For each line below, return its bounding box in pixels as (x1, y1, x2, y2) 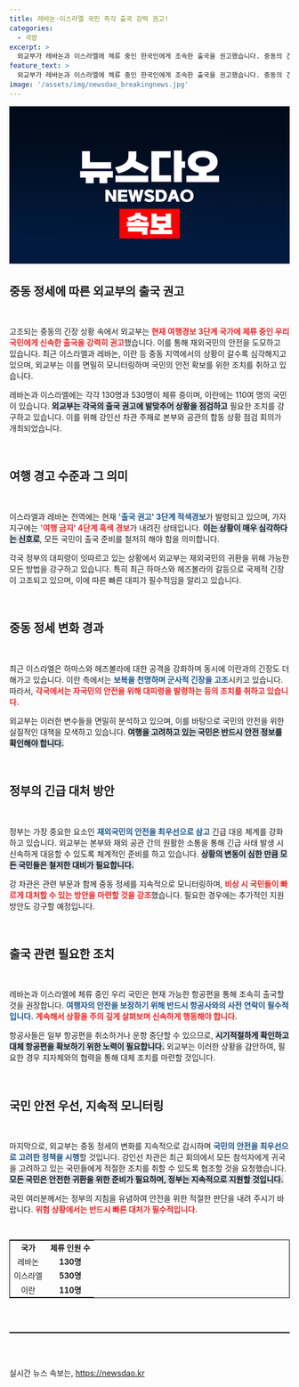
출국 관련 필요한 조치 (9, 946, 115, 961)
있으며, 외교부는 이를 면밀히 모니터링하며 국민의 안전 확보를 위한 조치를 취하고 (9, 360, 278, 370)
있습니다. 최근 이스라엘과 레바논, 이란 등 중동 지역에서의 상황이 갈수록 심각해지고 (9, 348, 287, 360)
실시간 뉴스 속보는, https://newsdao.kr (9, 1367, 145, 1379)
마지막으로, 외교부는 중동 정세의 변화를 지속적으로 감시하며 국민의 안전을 (9, 1140, 259, 1152)
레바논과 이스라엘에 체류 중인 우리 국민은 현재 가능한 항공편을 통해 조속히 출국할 (9, 989, 285, 1000)
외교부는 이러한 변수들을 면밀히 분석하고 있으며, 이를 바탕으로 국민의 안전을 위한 (9, 715, 285, 726)
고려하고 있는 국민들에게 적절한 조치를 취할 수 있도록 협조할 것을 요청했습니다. (18, 1163, 287, 1174)
